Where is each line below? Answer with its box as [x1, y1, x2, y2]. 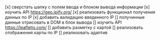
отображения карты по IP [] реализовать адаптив [5, 30, 108, 35]
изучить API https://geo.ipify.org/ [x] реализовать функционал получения [5, 9, 156, 15]
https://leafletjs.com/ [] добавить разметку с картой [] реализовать [5, 25, 144, 30]
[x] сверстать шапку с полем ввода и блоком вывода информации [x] [5, 4, 150, 10]
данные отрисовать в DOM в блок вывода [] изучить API [5, 19, 122, 25]
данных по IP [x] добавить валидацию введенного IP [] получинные [5, 14, 145, 20]
